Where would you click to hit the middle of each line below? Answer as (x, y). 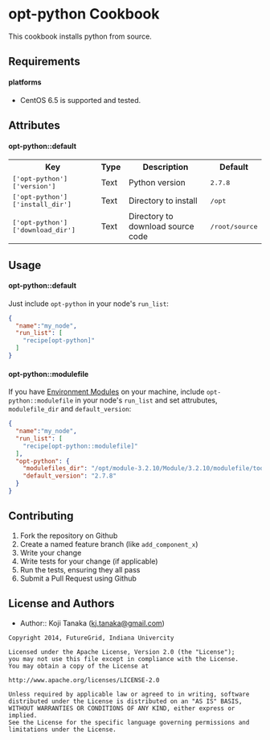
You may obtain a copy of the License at (79, 666)
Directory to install (163, 201)
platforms (25, 82)
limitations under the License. (62, 730)
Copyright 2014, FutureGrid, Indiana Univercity (91, 638)
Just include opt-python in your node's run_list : (88, 304)
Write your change (51, 552)
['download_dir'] (44, 230)
